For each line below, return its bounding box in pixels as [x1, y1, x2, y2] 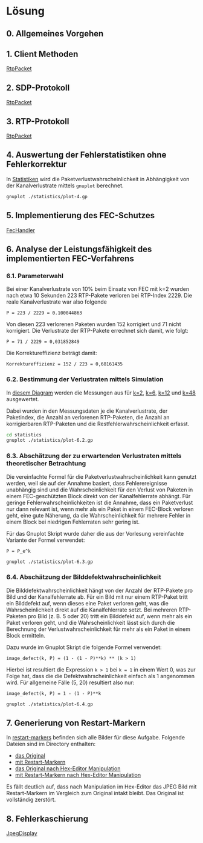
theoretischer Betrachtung [6, 459, 86, 468]
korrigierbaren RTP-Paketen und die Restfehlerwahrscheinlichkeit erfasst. [6, 420, 190, 427]
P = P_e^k [6, 548, 31, 554]
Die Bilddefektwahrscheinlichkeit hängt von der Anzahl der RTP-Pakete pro [6, 587, 193, 594]
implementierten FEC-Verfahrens [6, 253, 134, 264]
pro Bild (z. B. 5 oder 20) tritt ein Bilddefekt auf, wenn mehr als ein [28, 612, 192, 619]
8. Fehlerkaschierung [6, 813, 89, 824]
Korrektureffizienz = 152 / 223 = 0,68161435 [6, 361, 123, 367]
